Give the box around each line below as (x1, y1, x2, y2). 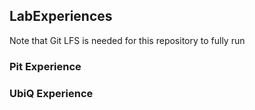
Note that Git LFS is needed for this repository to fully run (9, 34, 246, 46)
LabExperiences (9, 8, 113, 25)
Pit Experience (9, 59, 82, 73)
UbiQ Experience (9, 86, 94, 100)
